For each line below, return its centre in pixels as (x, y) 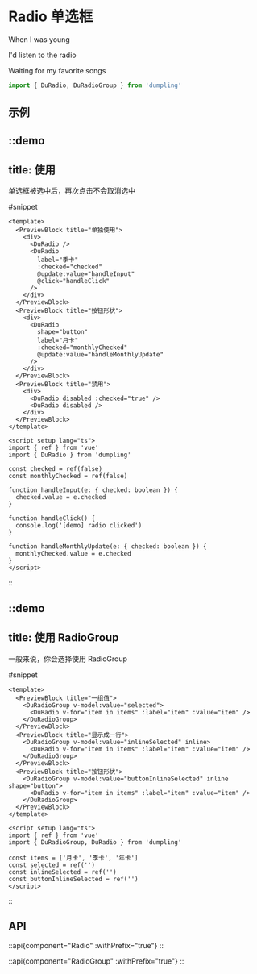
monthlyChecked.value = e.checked (73, 554)
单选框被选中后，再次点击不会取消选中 (72, 191)
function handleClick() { (52, 518)
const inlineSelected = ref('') (62, 872)
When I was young (39, 39)
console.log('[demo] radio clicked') (79, 526)
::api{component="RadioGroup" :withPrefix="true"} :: (96, 961)
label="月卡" (58, 341)
